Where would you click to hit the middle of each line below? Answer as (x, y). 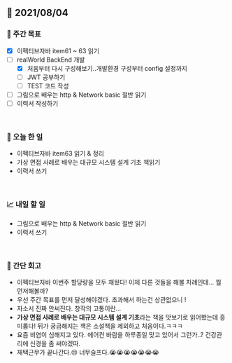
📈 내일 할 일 (26, 205)
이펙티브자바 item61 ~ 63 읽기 (58, 50)
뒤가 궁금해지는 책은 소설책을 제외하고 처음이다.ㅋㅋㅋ (110, 326)
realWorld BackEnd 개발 (51, 60)
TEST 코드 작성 (48, 85)
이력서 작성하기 (37, 104)
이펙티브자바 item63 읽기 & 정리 (60, 153)
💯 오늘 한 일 (25, 137)
